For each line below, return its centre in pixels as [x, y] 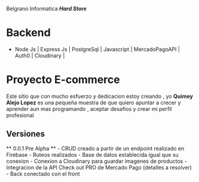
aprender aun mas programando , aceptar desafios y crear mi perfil [89, 109]
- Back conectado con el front [43, 174]
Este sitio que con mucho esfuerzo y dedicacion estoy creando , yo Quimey [99, 96]
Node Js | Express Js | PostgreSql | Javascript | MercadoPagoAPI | [97, 49]
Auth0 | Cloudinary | [40, 55]
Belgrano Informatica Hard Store [46, 9]
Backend [28, 33]
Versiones [26, 134]
